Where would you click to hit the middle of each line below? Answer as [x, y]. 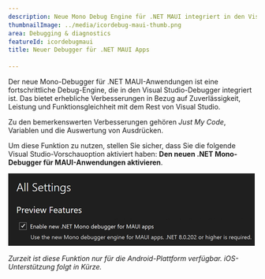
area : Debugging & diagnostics [60, 33]
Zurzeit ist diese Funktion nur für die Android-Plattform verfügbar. [115, 259]
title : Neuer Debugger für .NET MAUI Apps [79, 50]
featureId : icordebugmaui [50, 42]
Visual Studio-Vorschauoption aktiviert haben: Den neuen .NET [111, 154]
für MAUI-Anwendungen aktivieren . [103, 162]
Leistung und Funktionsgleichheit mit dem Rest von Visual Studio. [114, 107]
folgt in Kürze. [79, 267]
